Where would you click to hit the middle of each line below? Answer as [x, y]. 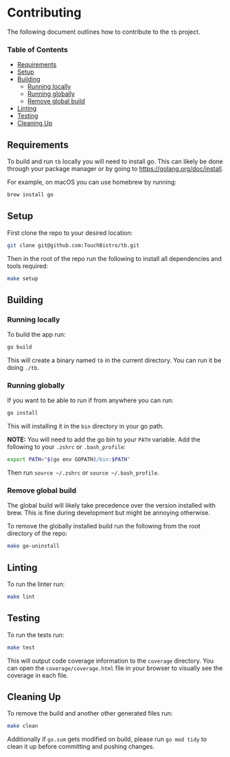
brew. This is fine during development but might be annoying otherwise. [109, 513]
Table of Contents [38, 50]
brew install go [30, 195]
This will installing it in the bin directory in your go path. [85, 426]
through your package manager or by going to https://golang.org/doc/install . [115, 169]
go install [23, 413]
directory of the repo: [37, 533]
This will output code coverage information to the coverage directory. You [111, 661]
